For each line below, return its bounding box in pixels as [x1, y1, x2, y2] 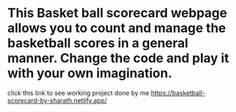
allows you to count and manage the [7, 20, 226, 36]
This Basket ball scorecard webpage [7, 5, 227, 21]
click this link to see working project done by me [7, 89, 150, 97]
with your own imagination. [7, 65, 173, 82]
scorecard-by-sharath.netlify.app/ [7, 96, 107, 104]
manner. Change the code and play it [7, 50, 230, 67]
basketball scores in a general [7, 35, 189, 51]
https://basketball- [150, 89, 205, 97]
